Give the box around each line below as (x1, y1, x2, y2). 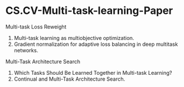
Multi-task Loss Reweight (5, 23, 67, 30)
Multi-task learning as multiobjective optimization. (13, 34, 135, 41)
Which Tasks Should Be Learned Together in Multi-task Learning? (13, 69, 172, 76)
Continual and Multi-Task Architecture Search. (13, 75, 126, 82)
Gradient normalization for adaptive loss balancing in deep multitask (13, 41, 178, 48)
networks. (13, 46, 39, 53)
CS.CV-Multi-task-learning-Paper (5, 4, 173, 17)
